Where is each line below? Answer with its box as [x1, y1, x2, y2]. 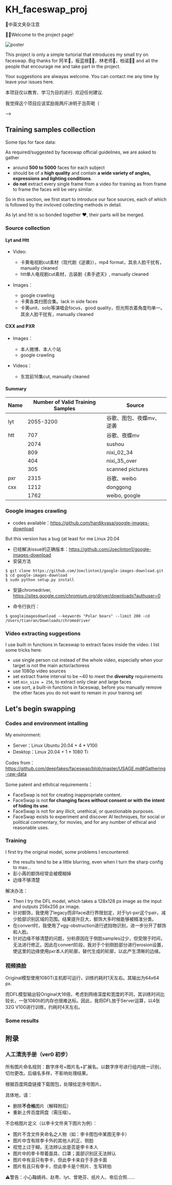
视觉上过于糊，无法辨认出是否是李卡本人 [12, 1144, 98, 1150]
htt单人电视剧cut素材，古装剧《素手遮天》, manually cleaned [20, 271, 149, 277]
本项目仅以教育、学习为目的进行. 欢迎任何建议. [5, 89, 104, 96]
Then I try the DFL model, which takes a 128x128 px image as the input [12, 898, 162, 904]
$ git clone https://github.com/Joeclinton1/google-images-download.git [5, 568, 164, 573]
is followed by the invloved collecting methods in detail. [5, 201, 122, 208]
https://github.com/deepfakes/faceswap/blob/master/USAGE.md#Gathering [5, 765, 166, 772]
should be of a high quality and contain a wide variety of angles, [12, 170, 151, 176]
